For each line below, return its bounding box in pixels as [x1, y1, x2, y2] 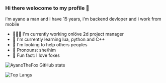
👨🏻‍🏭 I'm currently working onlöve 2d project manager [12, 31, 124, 37]
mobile [5, 21, 20, 27]
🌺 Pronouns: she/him [12, 47, 56, 53]
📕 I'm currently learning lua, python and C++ [12, 36, 105, 42]
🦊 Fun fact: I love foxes [12, 52, 60, 58]
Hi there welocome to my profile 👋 [5, 5, 90, 12]
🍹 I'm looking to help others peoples [12, 42, 88, 48]
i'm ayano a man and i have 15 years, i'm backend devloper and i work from [5, 16, 162, 22]
